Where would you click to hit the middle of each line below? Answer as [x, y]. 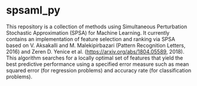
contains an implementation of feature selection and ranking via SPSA [91, 39]
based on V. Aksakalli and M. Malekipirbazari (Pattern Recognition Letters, [96, 45]
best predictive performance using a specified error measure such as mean [98, 64]
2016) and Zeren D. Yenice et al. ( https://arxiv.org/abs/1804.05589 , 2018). [95, 51]
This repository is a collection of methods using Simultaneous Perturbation [97, 27]
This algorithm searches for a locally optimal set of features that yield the [95, 58]
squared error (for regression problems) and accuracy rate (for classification [99, 70]
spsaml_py [33, 10]
